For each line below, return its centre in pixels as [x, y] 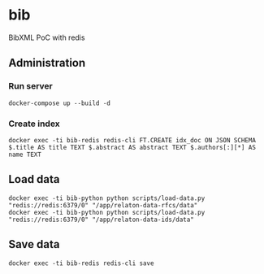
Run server [30, 86]
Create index [35, 124]
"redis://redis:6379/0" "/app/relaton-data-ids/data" [102, 220]
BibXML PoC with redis [47, 37]
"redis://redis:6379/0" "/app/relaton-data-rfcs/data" [103, 205]
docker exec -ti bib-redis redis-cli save [81, 263]
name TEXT [25, 154]
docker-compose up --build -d [60, 103]
